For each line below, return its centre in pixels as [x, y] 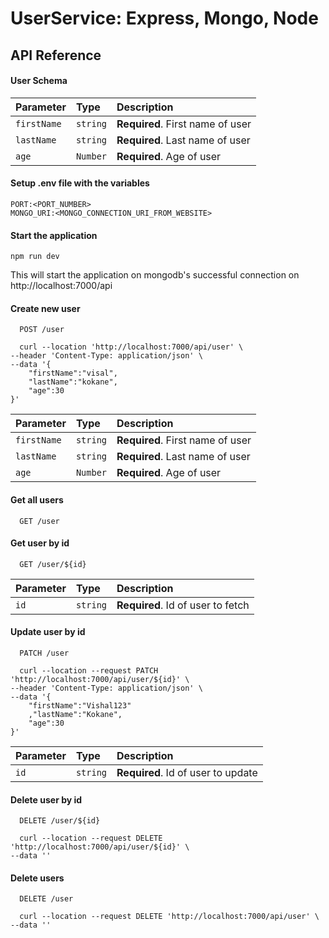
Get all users [37, 499]
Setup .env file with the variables [80, 183]
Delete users [37, 878]
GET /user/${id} [53, 564]
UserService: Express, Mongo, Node [164, 18]
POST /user [42, 330]
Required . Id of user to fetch [183, 605]
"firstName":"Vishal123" [80, 706]
